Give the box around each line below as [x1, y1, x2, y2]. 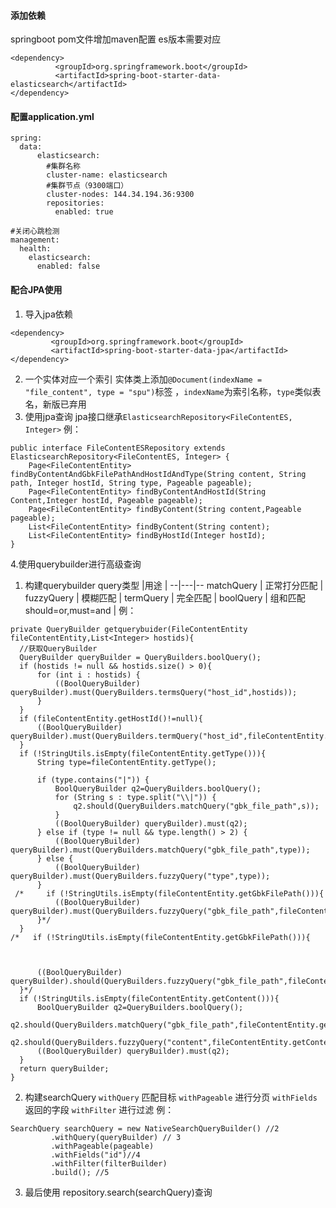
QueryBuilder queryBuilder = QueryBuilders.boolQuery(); [19, 652, 262, 662]
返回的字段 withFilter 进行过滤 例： [24, 1103, 175, 1115]
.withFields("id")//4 [50, 1150, 141, 1160]
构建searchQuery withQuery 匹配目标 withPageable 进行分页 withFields [24, 1091, 318, 1103]
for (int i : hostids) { [36, 670, 141, 680]
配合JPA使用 [10, 284, 63, 295]
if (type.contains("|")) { [36, 775, 150, 785]
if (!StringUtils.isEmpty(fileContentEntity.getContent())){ [19, 993, 280, 1004]
